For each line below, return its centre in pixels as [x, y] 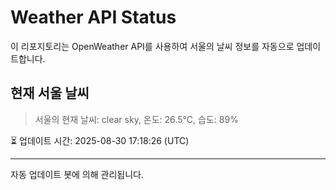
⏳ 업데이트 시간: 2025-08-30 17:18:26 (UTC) [100, 140]
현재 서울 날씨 [50, 93]
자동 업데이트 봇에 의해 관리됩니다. [77, 174]
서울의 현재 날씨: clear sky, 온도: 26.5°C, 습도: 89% [136, 119]
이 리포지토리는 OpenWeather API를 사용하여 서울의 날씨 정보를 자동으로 [152, 46]
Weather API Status [93, 17]
